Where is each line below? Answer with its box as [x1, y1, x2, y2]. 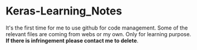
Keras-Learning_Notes [5, 4, 122, 18]
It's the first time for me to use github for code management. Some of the [5, 24, 188, 31]
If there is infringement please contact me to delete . [5, 37, 139, 44]
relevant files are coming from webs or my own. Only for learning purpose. [5, 30, 192, 37]
